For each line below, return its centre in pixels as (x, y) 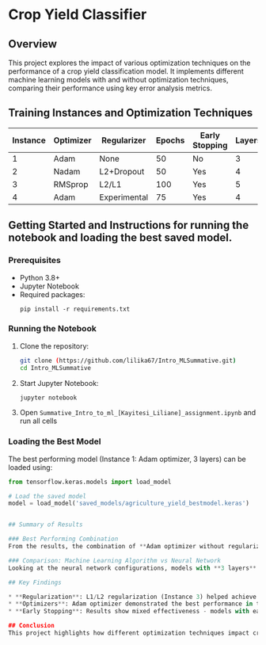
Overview (33, 44)
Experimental (123, 197)
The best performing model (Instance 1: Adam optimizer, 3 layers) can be (127, 459)
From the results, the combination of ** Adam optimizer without (116, 547)
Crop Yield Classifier (78, 15)
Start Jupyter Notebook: (59, 383)
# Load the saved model (47, 496)
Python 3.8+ (40, 277)
